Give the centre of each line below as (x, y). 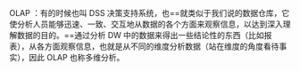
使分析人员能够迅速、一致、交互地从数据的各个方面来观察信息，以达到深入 (146, 24)
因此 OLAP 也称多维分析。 (76, 57)
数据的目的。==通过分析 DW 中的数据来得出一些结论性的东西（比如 (141, 35)
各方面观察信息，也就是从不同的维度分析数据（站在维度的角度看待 (158, 46)
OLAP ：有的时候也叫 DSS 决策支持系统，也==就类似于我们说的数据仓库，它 (150, 13)
